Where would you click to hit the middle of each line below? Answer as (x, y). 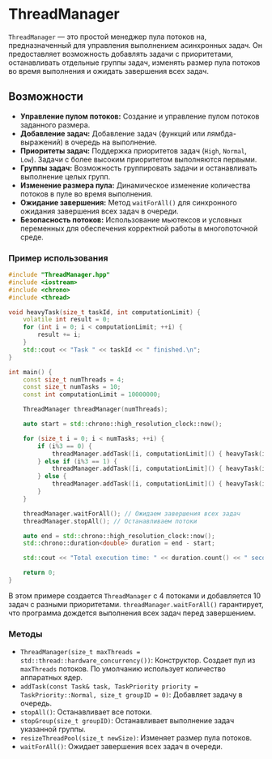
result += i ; (59, 335)
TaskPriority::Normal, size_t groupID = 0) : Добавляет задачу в (131, 695)
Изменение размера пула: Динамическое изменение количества (135, 185)
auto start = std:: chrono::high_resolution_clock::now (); (123, 424)
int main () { (30, 372)
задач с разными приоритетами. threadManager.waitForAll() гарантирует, (136, 604)
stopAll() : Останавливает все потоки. (86, 712)
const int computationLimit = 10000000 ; (92, 395)
